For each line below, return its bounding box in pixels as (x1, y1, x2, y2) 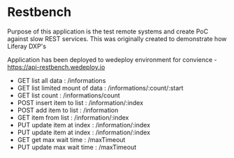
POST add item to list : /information (17, 106, 119, 114)
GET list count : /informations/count (17, 91, 120, 100)
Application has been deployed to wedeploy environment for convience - (7, 55, 218, 63)
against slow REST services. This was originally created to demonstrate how (7, 34, 227, 42)
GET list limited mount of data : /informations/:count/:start (17, 84, 184, 92)
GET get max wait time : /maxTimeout (17, 135, 126, 143)
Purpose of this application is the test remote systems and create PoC (7, 27, 208, 35)
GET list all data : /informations (17, 76, 106, 84)
